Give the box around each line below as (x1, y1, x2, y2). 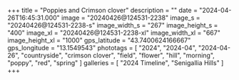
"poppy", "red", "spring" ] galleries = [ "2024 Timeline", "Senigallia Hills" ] (7, 59, 224, 67)
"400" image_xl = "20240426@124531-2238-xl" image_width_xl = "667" (7, 28, 221, 37)
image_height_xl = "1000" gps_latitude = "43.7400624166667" (7, 36, 191, 45)
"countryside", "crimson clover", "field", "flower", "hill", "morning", (21, 51, 215, 59)
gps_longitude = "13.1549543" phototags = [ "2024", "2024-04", (7, 44, 198, 52)
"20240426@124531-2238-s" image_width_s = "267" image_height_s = (7, 21, 218, 29)
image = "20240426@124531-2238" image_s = (61, 13, 201, 22)
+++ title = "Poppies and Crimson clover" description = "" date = (7, 6, 198, 14)
